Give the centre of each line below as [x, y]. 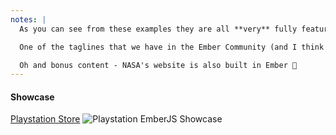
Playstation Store [45, 119]
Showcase [32, 97]
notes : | [28, 19]
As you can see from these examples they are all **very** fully [158, 29]
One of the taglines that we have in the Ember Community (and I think [172, 47]
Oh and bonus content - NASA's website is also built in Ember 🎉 [158, 65]
